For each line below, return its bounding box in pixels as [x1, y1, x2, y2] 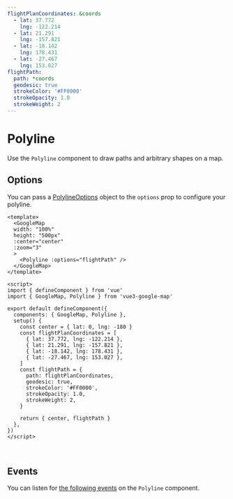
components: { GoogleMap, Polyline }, [13, 311, 127, 318]
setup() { [13, 317, 42, 324]
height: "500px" [13, 231, 61, 239]
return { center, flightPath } [20, 415, 111, 422]
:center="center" [13, 238, 64, 245]
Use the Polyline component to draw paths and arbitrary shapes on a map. [7, 154, 224, 162]
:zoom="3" [13, 244, 42, 251]
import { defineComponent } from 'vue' [7, 286, 123, 293]
